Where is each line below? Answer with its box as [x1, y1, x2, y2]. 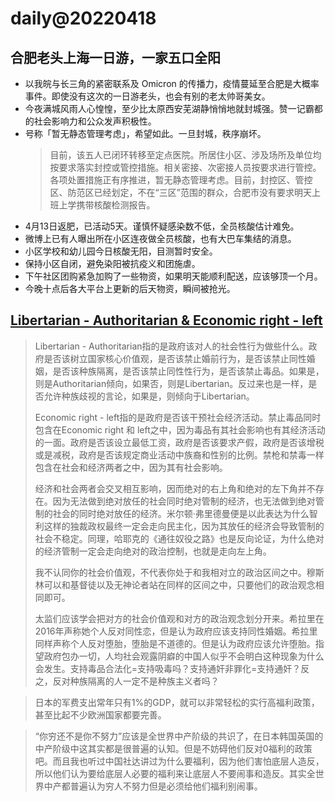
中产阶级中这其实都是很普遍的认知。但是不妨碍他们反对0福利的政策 [34, 742, 313, 754]
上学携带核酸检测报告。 [58, 199, 156, 211]
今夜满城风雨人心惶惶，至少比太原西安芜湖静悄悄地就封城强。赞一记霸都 [24, 103, 323, 114]
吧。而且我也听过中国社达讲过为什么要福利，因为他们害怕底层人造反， [34, 755, 325, 767]
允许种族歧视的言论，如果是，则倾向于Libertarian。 [43, 390, 255, 402]
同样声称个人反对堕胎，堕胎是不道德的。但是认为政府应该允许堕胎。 [34, 637, 316, 649]
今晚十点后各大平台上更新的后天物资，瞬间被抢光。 [24, 283, 236, 294]
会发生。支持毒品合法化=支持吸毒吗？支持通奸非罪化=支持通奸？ [34, 662, 302, 674]
